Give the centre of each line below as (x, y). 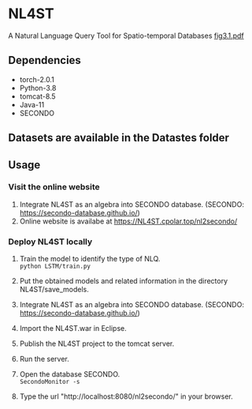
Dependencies (44, 60)
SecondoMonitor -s (50, 382)
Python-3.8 (38, 88)
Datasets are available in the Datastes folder (119, 138)
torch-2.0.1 (37, 79)
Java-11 (32, 104)
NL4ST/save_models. (54, 290)
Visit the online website (54, 187)
